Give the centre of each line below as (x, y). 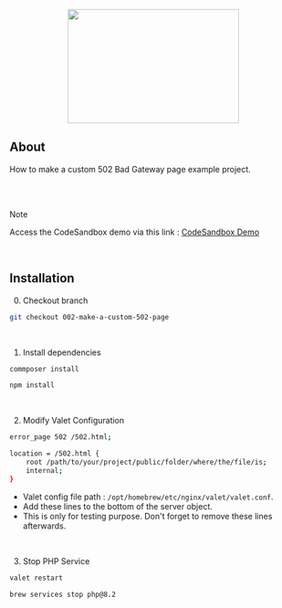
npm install (32, 385)
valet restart (37, 578)
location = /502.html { (55, 454)
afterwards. (44, 526)
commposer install (44, 369)
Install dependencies (62, 352)
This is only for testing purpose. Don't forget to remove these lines (147, 516)
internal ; (45, 470)
